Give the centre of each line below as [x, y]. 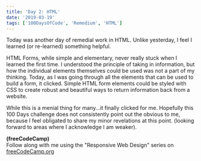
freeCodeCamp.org [30, 151]
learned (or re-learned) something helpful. [59, 46]
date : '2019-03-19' [31, 17]
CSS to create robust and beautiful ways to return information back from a [98, 90]
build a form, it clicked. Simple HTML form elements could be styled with [96, 84]
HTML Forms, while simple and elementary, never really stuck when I [92, 58]
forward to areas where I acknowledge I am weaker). [72, 127]
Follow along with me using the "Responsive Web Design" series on [90, 145]
